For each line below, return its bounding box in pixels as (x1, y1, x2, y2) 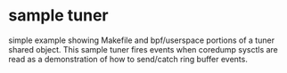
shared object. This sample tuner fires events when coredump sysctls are (8, 44, 278, 54)
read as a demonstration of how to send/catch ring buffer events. (8, 53, 249, 64)
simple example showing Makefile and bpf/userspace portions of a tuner (8, 35, 275, 45)
